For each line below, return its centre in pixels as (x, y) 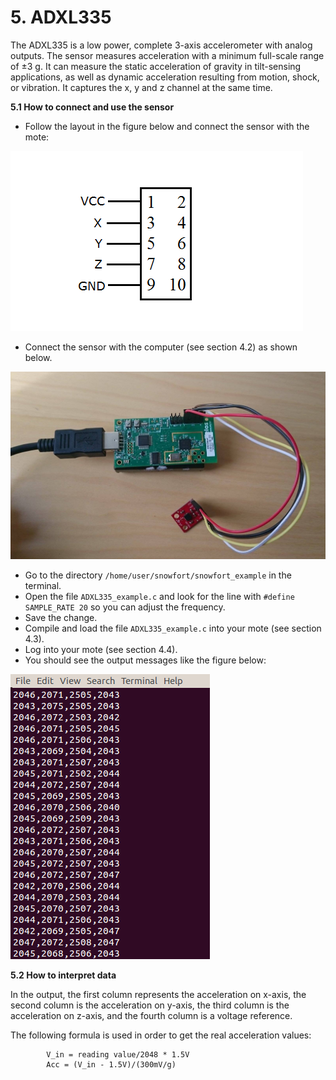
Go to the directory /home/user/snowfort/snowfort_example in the (158, 575)
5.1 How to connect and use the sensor (92, 107)
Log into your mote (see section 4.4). (101, 650)
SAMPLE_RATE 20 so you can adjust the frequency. (125, 607)
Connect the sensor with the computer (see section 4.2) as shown (161, 347)
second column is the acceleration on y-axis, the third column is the (150, 1005)
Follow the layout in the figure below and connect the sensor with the (167, 126)
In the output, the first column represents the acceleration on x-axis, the (158, 995)
